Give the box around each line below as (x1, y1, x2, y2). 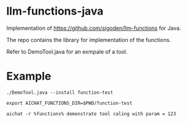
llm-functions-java (6, 4, 104, 18)
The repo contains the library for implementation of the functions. (6, 36, 171, 43)
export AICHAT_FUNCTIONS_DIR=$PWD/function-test (6, 100, 133, 106)
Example (6, 69, 51, 83)
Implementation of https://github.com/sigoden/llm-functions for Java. (6, 24, 182, 32)
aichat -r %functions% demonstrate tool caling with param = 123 (6, 111, 176, 117)
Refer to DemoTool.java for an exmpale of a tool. (6, 47, 128, 55)
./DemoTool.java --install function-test (6, 90, 114, 96)
